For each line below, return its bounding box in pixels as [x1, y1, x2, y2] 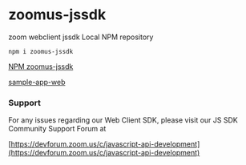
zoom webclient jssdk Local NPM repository [8, 32, 154, 42]
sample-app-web [8, 77, 66, 87]
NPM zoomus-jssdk [8, 62, 74, 71]
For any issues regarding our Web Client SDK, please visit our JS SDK [8, 115, 238, 125]
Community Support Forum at [8, 124, 107, 134]
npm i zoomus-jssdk [8, 47, 74, 55]
